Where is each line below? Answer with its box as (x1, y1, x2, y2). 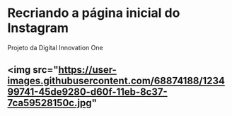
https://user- (58, 64, 117, 76)
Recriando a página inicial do (7, 5, 180, 21)
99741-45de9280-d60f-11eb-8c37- (7, 86, 168, 98)
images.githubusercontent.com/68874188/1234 (7, 75, 225, 87)
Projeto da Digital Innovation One (7, 43, 104, 52)
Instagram (7, 20, 69, 36)
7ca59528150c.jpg (7, 97, 92, 109)
